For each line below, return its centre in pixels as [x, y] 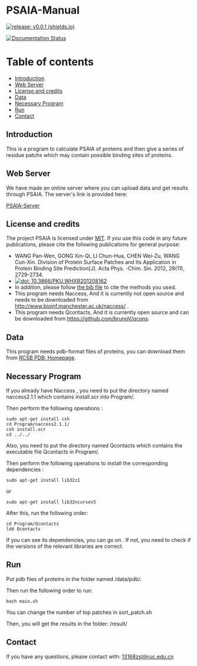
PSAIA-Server [23, 205]
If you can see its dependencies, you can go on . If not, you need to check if [98, 540]
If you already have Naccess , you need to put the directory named [87, 390]
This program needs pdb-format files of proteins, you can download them [96, 351]
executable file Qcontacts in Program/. [53, 452]
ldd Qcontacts [24, 529]
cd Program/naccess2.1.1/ [38, 424]
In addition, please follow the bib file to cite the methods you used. [96, 288]
